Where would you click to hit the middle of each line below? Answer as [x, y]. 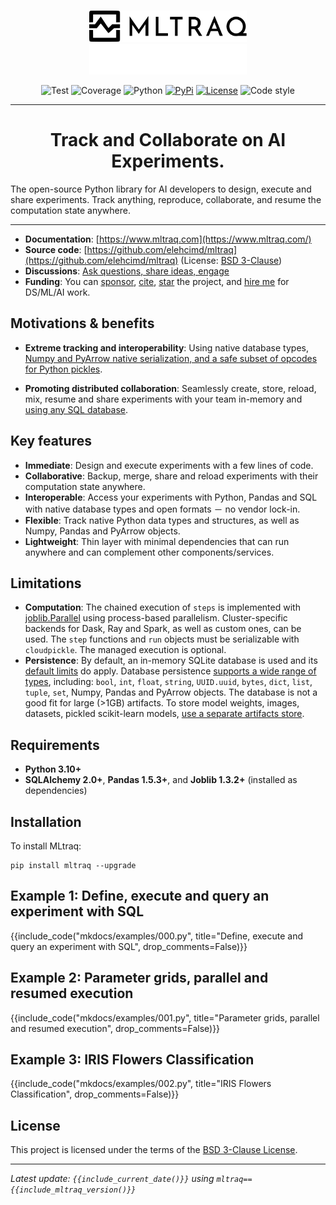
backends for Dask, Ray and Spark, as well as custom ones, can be [163, 629]
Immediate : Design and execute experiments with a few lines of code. [169, 465]
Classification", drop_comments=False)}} [95, 1094]
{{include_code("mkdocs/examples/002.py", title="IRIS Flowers [141, 1084]
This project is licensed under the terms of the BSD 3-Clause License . [154, 1150]
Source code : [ [56, 249]
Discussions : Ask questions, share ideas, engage [127, 271]
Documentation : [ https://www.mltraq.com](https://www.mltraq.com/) [168, 239]
